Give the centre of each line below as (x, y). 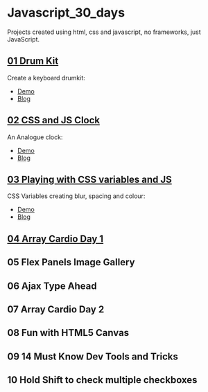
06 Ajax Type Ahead (52, 286)
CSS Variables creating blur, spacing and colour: (76, 196)
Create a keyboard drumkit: (46, 78)
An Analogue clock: (35, 137)
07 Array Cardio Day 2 (56, 309)
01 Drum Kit (33, 61)
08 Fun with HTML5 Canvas (68, 333)
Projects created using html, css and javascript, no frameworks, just (104, 32)
